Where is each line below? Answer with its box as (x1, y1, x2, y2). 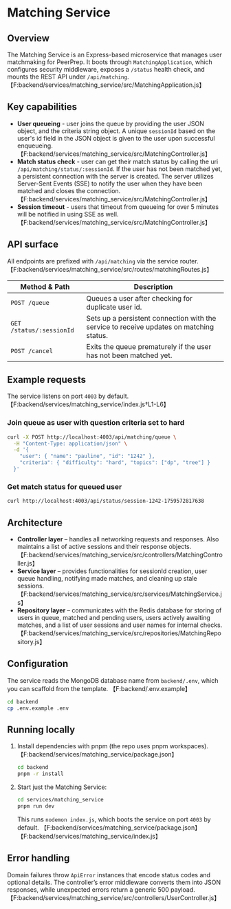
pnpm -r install (16, 770, 64, 777)
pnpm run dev (16, 802, 55, 810)
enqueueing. (16, 141, 53, 150)
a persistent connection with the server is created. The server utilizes (16, 172, 214, 180)
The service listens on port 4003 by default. (7, 392, 129, 401)
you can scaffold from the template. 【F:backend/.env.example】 (7, 684, 191, 692)
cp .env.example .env (7, 705, 69, 712)
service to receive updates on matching (86, 322, 214, 332)
